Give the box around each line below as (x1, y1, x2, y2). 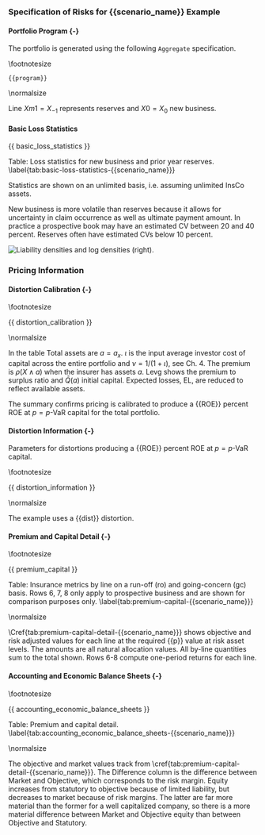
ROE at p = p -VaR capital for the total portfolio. (8, 408, 161, 417)
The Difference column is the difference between (97, 767, 258, 776)
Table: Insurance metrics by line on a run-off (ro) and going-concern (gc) (8, 580, 247, 590)
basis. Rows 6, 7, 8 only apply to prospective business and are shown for (8, 588, 245, 598)
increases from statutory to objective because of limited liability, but (8, 784, 229, 794)
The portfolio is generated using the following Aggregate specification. (8, 44, 237, 53)
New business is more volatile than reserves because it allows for (8, 205, 221, 214)
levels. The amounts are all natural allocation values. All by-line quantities (8, 645, 247, 654)
